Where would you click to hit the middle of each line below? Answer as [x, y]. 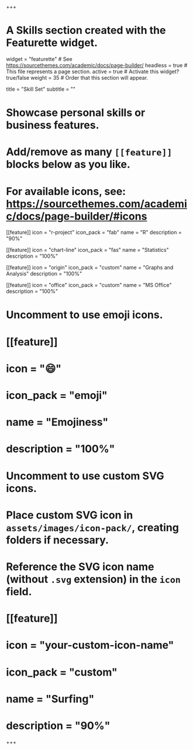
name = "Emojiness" [57, 422]
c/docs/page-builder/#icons [77, 216]
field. [19, 592]
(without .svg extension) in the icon [94, 579]
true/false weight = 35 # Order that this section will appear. [77, 77]
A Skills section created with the [86, 30]
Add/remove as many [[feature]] [89, 152]
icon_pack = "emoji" [57, 396]
